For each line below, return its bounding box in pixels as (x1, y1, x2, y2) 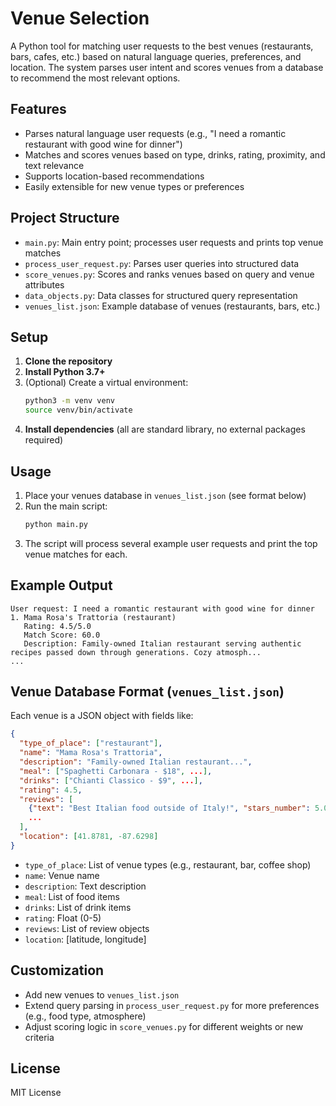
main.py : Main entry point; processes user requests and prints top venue (24, 236, 324, 248)
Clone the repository (24, 355, 113, 367)
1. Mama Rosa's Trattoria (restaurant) (10, 612, 177, 622)
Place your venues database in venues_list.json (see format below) (24, 489, 307, 501)
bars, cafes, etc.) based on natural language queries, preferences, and (10, 50, 302, 62)
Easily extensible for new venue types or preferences (24, 180, 245, 192)
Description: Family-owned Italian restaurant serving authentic (23, 638, 302, 649)
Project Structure (10, 210, 120, 227)
